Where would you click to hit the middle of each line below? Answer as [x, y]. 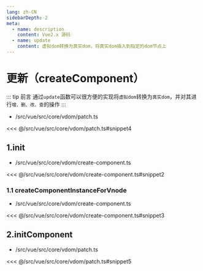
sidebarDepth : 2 [27, 18]
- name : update [31, 40]
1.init [16, 148]
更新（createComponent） [75, 79]
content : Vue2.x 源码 [44, 35]
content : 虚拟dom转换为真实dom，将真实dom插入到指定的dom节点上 [92, 47]
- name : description [38, 29]
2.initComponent [40, 235]
